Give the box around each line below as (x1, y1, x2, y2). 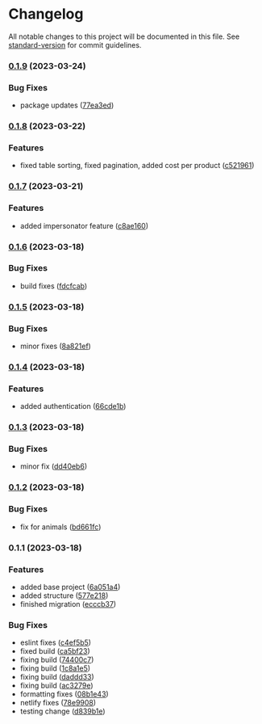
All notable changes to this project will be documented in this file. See (8, 32, 240, 41)
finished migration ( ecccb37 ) (19, 599, 117, 608)
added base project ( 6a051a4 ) (19, 582, 121, 591)
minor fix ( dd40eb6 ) (19, 461, 87, 471)
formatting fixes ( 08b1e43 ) (19, 689, 109, 699)
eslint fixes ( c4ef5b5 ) (19, 638, 91, 647)
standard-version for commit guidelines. (8, 40, 142, 49)
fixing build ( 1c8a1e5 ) (19, 663, 91, 673)
